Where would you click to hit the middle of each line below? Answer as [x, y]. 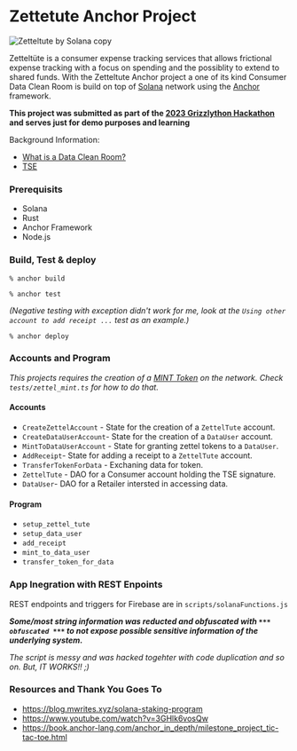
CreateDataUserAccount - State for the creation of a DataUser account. [147, 437]
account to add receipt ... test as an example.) [99, 320]
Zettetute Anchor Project [103, 16]
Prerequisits [36, 189]
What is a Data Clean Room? [74, 156]
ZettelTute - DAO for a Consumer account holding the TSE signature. [149, 474]
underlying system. [46, 640]
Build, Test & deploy [53, 260]
